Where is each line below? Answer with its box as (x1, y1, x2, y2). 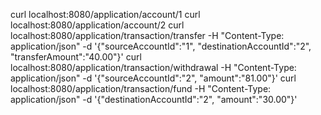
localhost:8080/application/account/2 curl (10, 19, 185, 31)
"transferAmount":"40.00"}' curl (10, 51, 142, 63)
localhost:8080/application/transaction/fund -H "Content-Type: (10, 83, 272, 94)
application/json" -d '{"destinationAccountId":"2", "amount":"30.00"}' (10, 94, 298, 105)
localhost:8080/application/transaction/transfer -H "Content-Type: (10, 30, 285, 41)
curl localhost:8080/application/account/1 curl (10, 9, 201, 20)
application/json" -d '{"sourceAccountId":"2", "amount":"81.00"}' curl (10, 72, 297, 84)
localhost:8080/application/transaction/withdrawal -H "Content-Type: (10, 62, 297, 73)
